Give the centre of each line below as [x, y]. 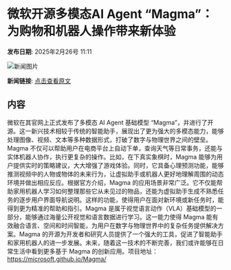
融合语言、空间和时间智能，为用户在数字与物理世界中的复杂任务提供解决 [115, 225]
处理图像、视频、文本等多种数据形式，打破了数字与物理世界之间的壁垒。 [109, 139]
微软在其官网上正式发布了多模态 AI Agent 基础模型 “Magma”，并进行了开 [110, 122]
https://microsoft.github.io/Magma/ [57, 259]
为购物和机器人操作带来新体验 [92, 31]
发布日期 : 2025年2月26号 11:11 [49, 52]
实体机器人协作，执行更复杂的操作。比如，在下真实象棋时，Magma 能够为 [112, 157]
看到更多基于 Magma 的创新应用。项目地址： [95, 251]
